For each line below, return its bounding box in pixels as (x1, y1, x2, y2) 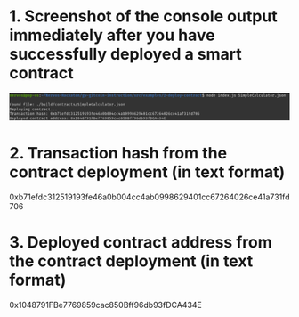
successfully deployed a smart (9, 45, 242, 64)
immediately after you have (9, 25, 215, 45)
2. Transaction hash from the (9, 142, 228, 163)
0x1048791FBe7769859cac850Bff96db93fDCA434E (9, 299, 203, 310)
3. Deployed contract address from (9, 232, 273, 252)
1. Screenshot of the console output (9, 6, 278, 27)
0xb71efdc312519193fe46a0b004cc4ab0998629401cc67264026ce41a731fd (9, 191, 290, 202)
